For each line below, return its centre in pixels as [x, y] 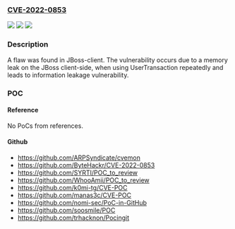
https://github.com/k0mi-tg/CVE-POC [73, 187]
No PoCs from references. [45, 126]
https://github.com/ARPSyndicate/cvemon [79, 158]
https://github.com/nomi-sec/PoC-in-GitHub [82, 202]
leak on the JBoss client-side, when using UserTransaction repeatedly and [115, 67]
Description [28, 45]
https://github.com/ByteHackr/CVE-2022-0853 [86, 165]
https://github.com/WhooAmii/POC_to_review [83, 180]
